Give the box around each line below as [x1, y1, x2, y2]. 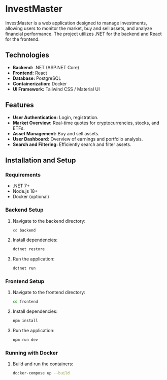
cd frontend [12, 299, 38, 304]
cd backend [12, 227, 36, 233]
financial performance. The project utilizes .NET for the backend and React [5, 31, 162, 37]
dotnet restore [12, 247, 45, 252]
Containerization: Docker [12, 80, 67, 86]
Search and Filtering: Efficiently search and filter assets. [12, 141, 131, 148]
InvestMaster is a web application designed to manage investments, [5, 20, 147, 26]
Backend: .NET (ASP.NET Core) [12, 64, 80, 70]
